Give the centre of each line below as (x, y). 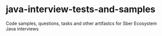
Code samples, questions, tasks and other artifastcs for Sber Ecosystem (81, 23)
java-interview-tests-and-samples (81, 9)
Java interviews (22, 28)
